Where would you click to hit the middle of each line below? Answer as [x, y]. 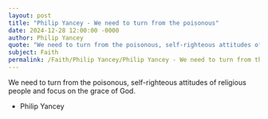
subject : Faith [33, 52]
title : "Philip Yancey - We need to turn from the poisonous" [114, 23]
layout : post [30, 15]
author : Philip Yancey [46, 38]
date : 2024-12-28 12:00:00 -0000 [64, 30]
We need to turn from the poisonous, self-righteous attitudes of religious [128, 82]
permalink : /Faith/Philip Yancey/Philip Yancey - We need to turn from [130, 60]
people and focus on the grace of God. [72, 90]
